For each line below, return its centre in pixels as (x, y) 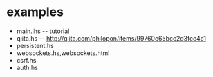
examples (35, 12)
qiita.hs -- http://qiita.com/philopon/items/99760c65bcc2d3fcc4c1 (111, 38)
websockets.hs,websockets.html (63, 53)
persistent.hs (35, 45)
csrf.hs (26, 60)
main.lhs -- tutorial (43, 31)
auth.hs (27, 67)
